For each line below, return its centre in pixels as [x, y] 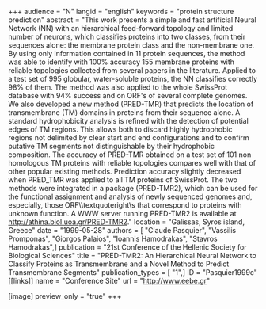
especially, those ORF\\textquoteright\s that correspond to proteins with [125, 205]
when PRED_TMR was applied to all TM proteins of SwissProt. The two [123, 180]
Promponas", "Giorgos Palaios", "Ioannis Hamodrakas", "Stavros [113, 238]
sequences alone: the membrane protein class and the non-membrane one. [131, 45]
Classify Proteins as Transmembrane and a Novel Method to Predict [119, 264]
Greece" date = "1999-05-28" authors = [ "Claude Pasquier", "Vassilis [122, 230]
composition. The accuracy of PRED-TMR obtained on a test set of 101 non [130, 154]
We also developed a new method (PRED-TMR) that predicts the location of [131, 104]
